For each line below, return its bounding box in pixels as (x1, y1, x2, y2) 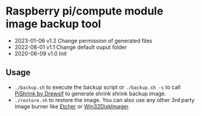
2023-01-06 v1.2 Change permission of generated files (14, 37, 152, 44)
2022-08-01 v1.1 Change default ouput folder (14, 43, 127, 51)
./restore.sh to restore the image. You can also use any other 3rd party (14, 96, 195, 103)
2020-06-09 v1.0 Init (14, 50, 67, 57)
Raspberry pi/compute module (5, 4, 163, 18)
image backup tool (5, 17, 101, 31)
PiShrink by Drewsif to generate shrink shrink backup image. (14, 89, 166, 97)
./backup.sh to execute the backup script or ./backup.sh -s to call (14, 83, 181, 91)
